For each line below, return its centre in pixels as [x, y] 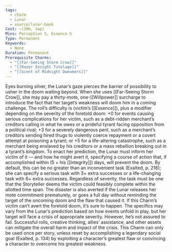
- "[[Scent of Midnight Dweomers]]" [49, 72]
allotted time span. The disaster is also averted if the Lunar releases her [81, 189]
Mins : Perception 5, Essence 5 [39, 34]
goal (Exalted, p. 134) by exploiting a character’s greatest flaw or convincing [85, 238]
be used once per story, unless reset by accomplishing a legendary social [83, 233]
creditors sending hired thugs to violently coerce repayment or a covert [81, 135]
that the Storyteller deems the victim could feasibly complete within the [80, 184]
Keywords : [16, 43]
